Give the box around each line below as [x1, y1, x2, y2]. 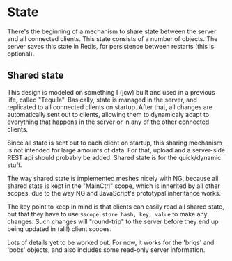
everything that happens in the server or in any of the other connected [7, 118, 210, 126]
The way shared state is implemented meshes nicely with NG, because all [7, 174, 219, 182]
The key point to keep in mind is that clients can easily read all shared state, [7, 203, 225, 211]
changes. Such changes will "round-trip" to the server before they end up [7, 217, 219, 226]
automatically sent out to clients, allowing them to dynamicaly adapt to [7, 110, 210, 118]
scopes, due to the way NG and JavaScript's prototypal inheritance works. [7, 189, 222, 197]
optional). [7, 49, 35, 58]
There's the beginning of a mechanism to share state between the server [7, 27, 217, 35]
